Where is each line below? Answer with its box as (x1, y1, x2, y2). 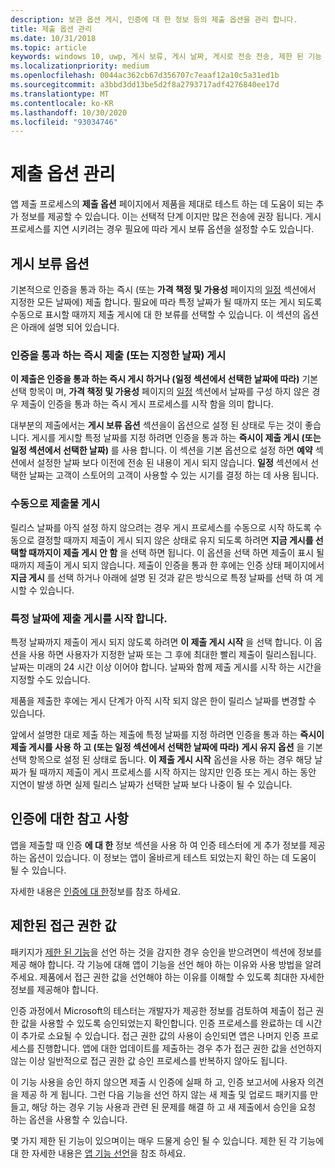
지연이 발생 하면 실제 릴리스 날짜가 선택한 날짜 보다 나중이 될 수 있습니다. (10, 778, 293, 790)
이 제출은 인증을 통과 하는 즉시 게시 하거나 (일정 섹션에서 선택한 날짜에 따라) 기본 (10, 373, 319, 385)
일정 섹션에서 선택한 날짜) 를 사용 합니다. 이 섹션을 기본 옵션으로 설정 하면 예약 (10, 444, 313, 456)
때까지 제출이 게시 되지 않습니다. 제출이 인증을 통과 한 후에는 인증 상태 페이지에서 (10, 559, 325, 571)
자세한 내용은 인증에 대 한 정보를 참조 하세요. (10, 885, 182, 897)
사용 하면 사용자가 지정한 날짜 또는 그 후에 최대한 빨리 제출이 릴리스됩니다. (28, 648, 317, 660)
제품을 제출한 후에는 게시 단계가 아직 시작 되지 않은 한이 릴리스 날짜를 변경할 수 (10, 694, 317, 706)
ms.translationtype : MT (10, 89, 110, 99)
